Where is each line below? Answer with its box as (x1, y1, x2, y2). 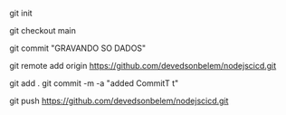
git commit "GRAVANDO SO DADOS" (9, 43, 147, 53)
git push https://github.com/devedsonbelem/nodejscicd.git (9, 95, 229, 106)
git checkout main (9, 25, 77, 35)
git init (9, 8, 33, 18)
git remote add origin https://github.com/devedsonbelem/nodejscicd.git (9, 61, 277, 71)
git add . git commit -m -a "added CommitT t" (9, 78, 179, 89)
